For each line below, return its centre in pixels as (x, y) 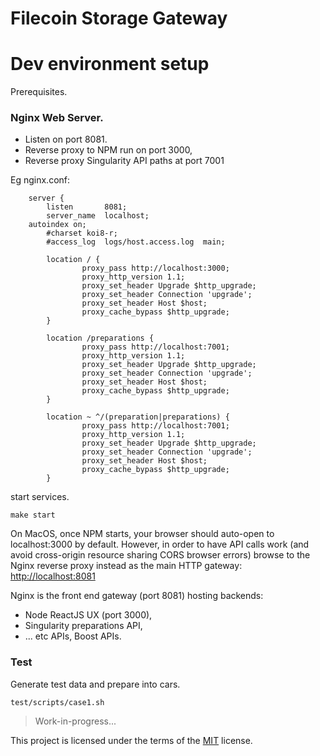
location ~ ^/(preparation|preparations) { (138, 417)
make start (33, 515)
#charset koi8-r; (82, 233)
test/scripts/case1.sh (57, 702)
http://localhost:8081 (53, 576)
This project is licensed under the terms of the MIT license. (131, 740)
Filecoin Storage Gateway (119, 18)
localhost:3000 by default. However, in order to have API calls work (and (160, 544)
